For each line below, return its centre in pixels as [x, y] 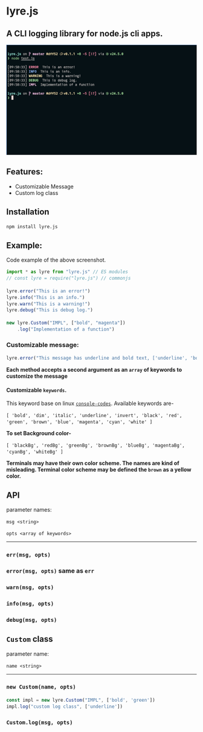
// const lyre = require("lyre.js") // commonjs [69, 279]
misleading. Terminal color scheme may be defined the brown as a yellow [99, 470]
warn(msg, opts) [30, 587]
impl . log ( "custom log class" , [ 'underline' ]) [64, 707]
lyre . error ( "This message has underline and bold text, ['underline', [97, 358]
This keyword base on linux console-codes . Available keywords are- [90, 403]
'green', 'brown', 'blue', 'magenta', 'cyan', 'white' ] [79, 422]
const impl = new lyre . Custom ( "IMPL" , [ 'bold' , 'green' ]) [81, 700]
